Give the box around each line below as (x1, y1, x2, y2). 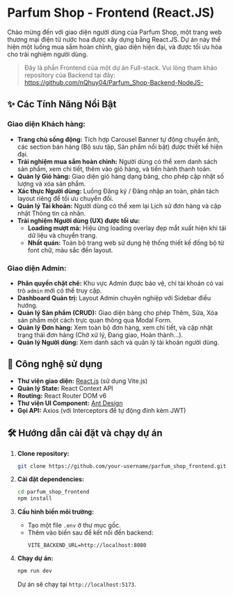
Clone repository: (17, 449, 70, 457)
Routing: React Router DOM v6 (17, 391, 106, 400)
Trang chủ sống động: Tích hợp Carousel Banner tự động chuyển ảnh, (17, 135, 220, 143)
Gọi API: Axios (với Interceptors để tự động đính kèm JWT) (17, 406, 186, 414)
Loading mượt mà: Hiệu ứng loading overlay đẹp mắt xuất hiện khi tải (27, 224, 227, 232)
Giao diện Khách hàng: (7, 120, 86, 129)
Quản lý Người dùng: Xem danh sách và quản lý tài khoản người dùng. (17, 338, 220, 346)
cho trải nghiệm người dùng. (7, 50, 88, 58)
